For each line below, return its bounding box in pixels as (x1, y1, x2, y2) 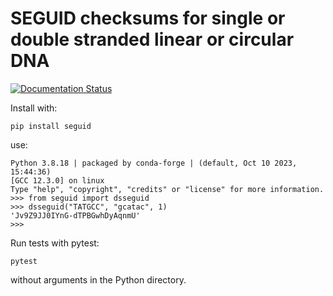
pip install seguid (10, 121, 92, 131)
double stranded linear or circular (10, 28, 295, 51)
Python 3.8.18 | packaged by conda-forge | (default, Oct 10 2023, (10, 158, 298, 168)
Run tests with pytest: (10, 237, 100, 249)
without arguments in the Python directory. (10, 273, 187, 286)
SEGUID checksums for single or (10, 7, 286, 30)
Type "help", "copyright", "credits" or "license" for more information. (10, 184, 325, 194)
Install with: (10, 102, 58, 114)
